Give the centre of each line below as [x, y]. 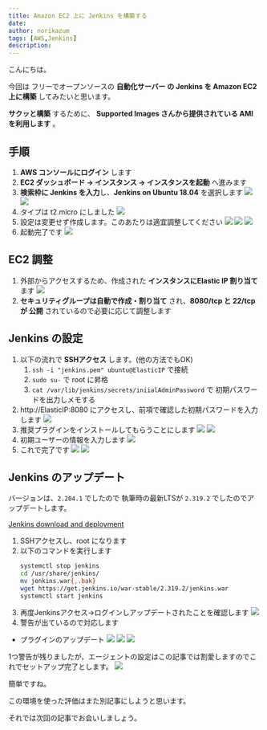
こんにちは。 [29, 70]
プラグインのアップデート [62, 639]
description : [30, 46]
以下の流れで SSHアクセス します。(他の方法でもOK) [107, 359]
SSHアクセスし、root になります [73, 541]
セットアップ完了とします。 [68, 667]
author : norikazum [39, 31]
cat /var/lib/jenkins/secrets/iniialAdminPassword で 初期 [131, 389]
